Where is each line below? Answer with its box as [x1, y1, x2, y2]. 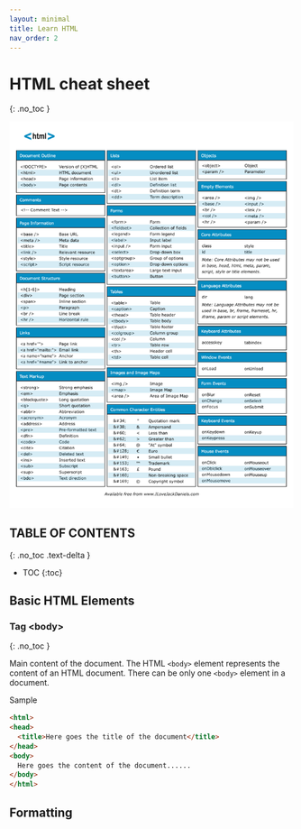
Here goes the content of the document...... [17, 760, 192, 770]
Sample [9, 695, 38, 705]
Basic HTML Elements [9, 593, 135, 608]
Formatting [9, 805, 73, 820]
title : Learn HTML [9, 23, 78, 33]
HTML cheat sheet [9, 73, 150, 94]
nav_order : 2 [9, 33, 59, 42]
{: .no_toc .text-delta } [9, 549, 91, 560]
